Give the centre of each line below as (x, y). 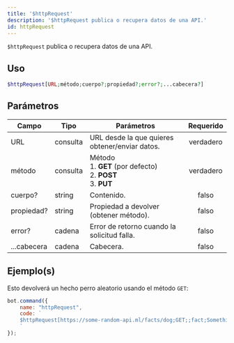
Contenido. (108, 195)
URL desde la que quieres (132, 137)
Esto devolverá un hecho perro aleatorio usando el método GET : (98, 288)
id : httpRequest (31, 26)
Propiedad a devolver (125, 206)
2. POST (103, 175)
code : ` (31, 314)
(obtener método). (119, 215)
